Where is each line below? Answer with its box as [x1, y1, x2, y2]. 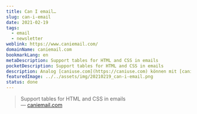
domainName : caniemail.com [6, 47, 72, 53]
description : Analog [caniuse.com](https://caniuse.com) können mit [6, 68, 177, 74]
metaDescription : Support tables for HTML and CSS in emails [6, 57, 159, 63]
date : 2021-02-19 [6, 19, 49, 25]
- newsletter [11, 36, 43, 42]
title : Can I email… [6, 8, 57, 15]
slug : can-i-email [6, 14, 51, 20]
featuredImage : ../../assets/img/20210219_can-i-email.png [6, 74, 154, 80]
